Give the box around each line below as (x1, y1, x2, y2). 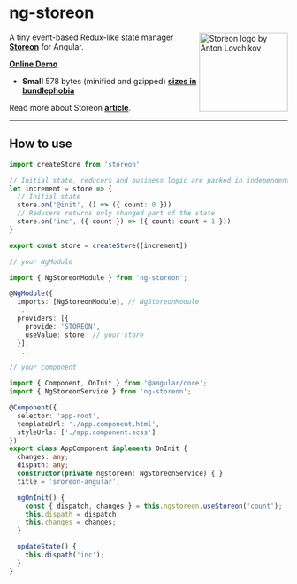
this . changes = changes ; (25, 518, 117, 527)
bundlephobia (21, 85, 75, 96)
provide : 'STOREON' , (25, 322, 101, 331)
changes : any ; (17, 453, 69, 462)
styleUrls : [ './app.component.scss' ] (17, 428, 156, 437)
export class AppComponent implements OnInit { (9, 444, 188, 454)
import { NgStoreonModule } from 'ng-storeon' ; (9, 273, 188, 282)
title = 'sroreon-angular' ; (17, 477, 121, 486)
